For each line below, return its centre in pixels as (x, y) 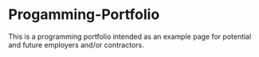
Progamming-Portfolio (84, 15)
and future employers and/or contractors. (77, 44)
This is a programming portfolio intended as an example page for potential (130, 36)
